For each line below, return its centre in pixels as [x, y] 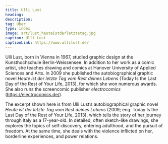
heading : [14, 15]
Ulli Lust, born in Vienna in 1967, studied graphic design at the [69, 57]
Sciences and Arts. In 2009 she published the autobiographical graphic [79, 73]
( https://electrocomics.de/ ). [34, 94]
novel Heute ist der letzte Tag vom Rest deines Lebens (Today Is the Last [81, 78]
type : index [18, 29]
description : [19, 19]
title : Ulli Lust [23, 10]
